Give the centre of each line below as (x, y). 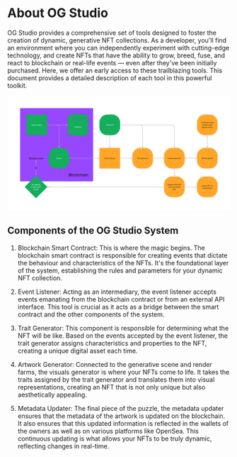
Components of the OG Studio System (93, 231)
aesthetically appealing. (52, 395)
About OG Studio (58, 13)
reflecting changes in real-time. (63, 446)
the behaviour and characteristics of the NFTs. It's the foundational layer (123, 263)
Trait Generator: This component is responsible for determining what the (123, 328)
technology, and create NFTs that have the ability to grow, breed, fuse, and (116, 55)
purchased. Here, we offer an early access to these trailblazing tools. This (115, 70)
